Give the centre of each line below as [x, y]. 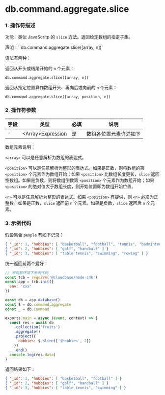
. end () [21, 350]
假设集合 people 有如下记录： [34, 235]
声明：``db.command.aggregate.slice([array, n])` [54, 47]
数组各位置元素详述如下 [113, 134]
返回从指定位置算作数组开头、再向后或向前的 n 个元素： [61, 88]
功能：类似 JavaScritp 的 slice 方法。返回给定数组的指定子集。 [69, 37]
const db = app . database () [33, 300]
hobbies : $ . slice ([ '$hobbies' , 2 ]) [55, 341]
